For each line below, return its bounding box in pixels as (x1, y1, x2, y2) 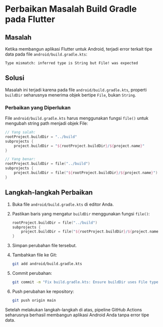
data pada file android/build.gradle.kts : (5, 51, 88, 57)
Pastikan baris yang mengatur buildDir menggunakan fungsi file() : (12, 211, 150, 216)
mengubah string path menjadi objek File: (5, 120, 89, 126)
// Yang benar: (5, 157, 36, 162)
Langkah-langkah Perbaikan (5, 189, 93, 197)
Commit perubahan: (12, 270, 53, 276)
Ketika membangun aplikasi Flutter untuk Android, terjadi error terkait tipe (5, 46, 152, 52)
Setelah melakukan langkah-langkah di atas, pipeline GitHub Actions (5, 307, 142, 312)
